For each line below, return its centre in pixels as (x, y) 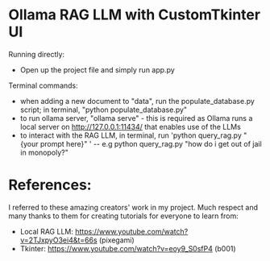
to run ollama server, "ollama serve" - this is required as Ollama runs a (136, 118)
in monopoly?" (44, 152)
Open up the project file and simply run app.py (97, 69)
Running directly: (37, 54)
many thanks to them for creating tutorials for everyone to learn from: (124, 216)
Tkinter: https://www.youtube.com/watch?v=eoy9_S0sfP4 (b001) (128, 248)
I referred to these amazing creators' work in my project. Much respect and (133, 207)
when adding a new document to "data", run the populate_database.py (137, 101)
